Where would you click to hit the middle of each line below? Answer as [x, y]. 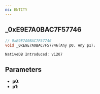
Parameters [23, 69]
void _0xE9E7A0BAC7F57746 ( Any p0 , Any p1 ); [50, 46]
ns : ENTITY [16, 10]
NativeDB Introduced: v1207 [34, 55]
